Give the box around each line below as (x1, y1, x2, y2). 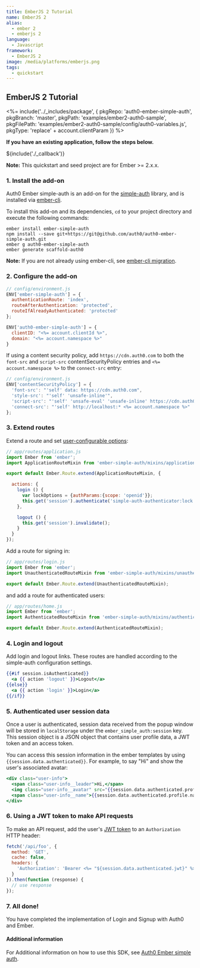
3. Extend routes (6, 424, 55, 432)
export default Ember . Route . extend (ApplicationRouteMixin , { (6, 470, 161, 477)
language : (6, 36, 31, 42)
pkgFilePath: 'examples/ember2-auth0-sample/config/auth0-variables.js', (6, 121, 187, 128)
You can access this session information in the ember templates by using (6, 751, 186, 759)
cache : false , (11, 854, 46, 860)
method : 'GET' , (11, 849, 49, 855)
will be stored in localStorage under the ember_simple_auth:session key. (6, 727, 183, 734)
